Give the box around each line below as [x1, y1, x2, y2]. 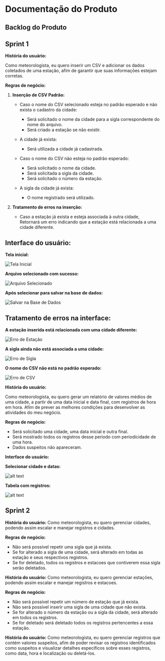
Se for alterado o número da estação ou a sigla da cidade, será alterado [12, 609, 158, 615]
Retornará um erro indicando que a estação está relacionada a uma [19, 219, 157, 225]
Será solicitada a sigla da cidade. [27, 170, 94, 176]
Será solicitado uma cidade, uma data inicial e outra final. [12, 429, 129, 435]
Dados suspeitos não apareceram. [12, 444, 82, 450]
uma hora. [12, 439, 33, 445]
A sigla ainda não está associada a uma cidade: [5, 346, 104, 352]
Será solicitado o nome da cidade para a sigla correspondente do [27, 116, 160, 122]
